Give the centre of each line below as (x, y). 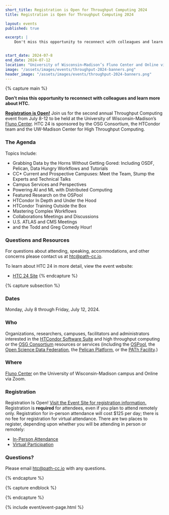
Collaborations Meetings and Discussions (56, 216)
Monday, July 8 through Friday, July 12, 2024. (53, 310)
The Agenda (21, 142)
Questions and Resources (37, 240)
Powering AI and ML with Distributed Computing (62, 189)
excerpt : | (17, 37)
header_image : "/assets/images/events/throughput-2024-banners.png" (78, 74)
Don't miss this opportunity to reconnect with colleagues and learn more (83, 98)
